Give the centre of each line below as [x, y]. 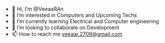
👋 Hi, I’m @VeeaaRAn [37, 9]
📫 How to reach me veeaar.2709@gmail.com [67, 34]
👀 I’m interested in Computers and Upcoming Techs [74, 15]
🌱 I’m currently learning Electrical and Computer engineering [85, 21]
